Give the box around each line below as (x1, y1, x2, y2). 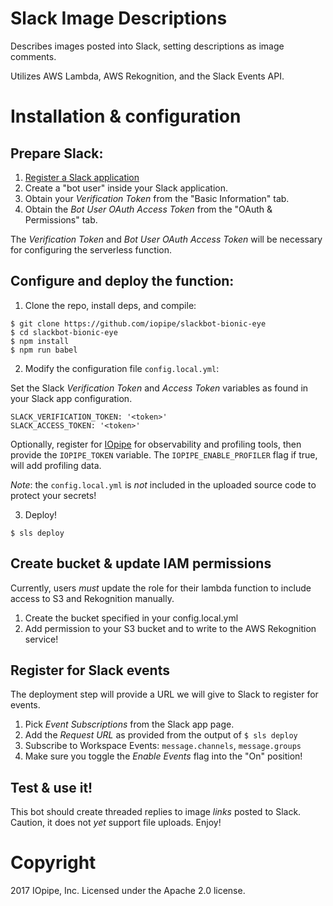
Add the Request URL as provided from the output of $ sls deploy (24, 729, 298, 741)
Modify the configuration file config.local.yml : (24, 362, 220, 374)
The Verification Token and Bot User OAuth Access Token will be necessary (10, 233, 323, 245)
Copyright (10, 852, 97, 874)
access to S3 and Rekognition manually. (10, 592, 175, 604)
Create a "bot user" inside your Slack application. (24, 182, 229, 194)
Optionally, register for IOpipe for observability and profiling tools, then (10, 438, 302, 450)
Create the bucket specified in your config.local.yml (24, 612, 239, 624)
